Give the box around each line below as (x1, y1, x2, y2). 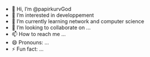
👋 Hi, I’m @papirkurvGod (11, 6, 72, 12)
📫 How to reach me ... (11, 31, 66, 37)
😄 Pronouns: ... (11, 39, 50, 46)
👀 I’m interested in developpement (11, 12, 95, 19)
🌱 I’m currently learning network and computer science (11, 18, 145, 24)
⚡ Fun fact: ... (11, 45, 44, 52)
